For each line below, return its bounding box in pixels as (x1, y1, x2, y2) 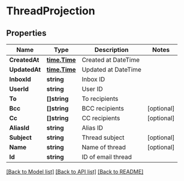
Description (94, 46, 129, 54)
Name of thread (82, 143, 126, 151)
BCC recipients (82, 105, 124, 112)
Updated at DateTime (82, 66, 142, 73)
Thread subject (82, 133, 125, 142)
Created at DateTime (82, 56, 140, 64)
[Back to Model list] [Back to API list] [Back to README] (6, 168, 144, 175)
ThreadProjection (6, 4, 95, 18)
